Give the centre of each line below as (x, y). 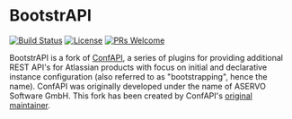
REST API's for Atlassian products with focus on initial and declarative (138, 67)
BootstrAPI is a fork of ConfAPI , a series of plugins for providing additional (146, 57)
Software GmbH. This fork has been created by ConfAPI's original (131, 96)
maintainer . (30, 105)
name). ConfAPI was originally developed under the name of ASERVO (138, 86)
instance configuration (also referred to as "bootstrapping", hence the (138, 76)
